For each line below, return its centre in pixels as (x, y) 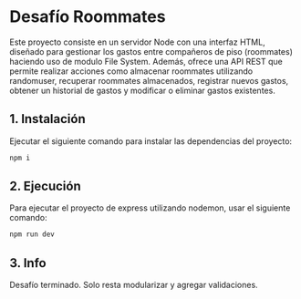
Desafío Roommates (88, 17)
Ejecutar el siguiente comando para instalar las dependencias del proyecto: (151, 141)
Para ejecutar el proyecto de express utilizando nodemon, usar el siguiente (150, 208)
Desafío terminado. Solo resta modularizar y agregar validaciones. (134, 285)
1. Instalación (47, 119)
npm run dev (32, 234)
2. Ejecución (45, 186)
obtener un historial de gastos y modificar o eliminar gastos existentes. (142, 90)
